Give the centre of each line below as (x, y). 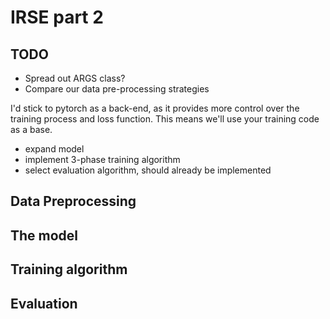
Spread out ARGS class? (75, 78)
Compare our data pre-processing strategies (117, 89)
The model (44, 235)
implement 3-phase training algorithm (102, 159)
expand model (54, 149)
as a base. (31, 129)
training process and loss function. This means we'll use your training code (165, 119)
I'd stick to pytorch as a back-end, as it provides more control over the (155, 108)
